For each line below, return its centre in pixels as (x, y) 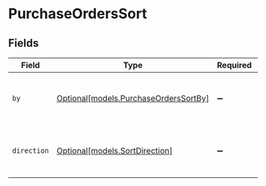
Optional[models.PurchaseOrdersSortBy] (133, 98)
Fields (24, 43)
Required (234, 65)
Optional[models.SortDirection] (114, 151)
